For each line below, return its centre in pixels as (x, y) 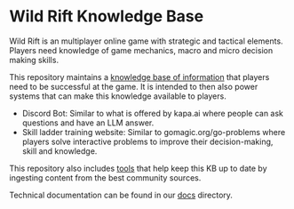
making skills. (34, 60)
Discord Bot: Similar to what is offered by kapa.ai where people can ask (153, 113)
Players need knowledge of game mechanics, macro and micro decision (141, 50)
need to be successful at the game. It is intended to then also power (134, 86)
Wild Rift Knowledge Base (107, 16)
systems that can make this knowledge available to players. (118, 96)
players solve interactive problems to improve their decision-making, (147, 141)
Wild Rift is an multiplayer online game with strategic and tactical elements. (146, 41)
